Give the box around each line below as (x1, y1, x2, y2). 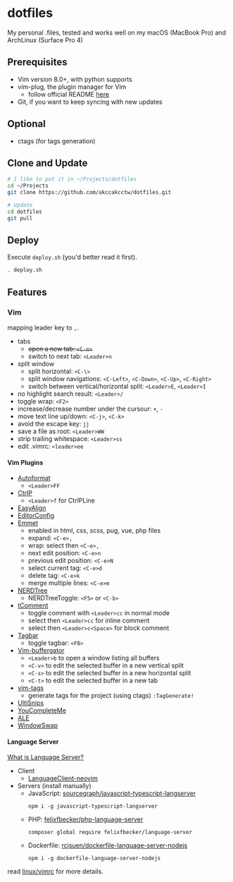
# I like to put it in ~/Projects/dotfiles (7, 176, 137, 183)
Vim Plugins (7, 458, 44, 466)
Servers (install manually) (17, 782, 92, 790)
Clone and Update (7, 157, 88, 169)
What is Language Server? (7, 753, 84, 761)
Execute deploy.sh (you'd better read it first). (7, 253, 137, 262)
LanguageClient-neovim (27, 774, 99, 783)
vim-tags (17, 684, 44, 692)
